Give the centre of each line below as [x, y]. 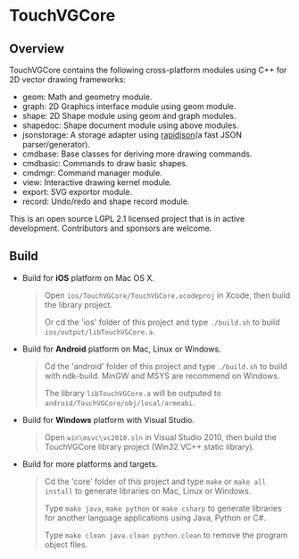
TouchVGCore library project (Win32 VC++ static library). [149, 446]
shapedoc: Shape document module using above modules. [130, 125]
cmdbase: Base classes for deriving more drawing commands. [137, 154]
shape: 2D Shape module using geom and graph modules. [129, 116]
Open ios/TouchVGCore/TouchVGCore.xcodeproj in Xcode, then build [167, 295]
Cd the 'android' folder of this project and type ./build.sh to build [166, 366]
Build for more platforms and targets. [90, 464]
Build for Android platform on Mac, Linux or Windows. [121, 349]
